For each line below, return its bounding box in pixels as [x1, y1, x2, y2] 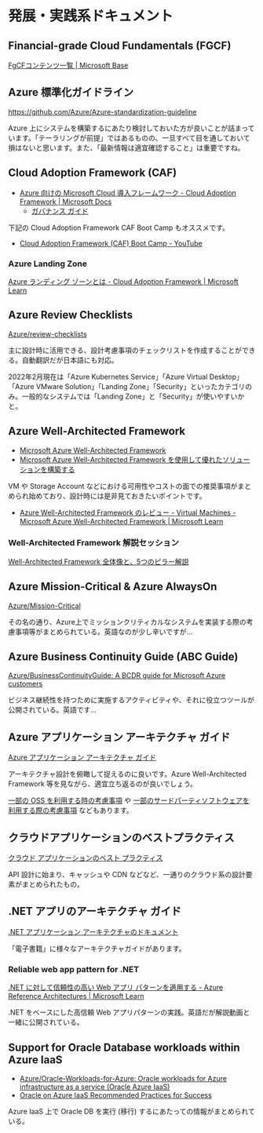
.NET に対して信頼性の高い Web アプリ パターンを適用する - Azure [8, 982, 224, 993]
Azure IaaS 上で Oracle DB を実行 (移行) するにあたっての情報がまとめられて [8, 1107, 255, 1117]
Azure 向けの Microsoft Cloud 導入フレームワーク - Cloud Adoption [19, 188, 237, 197]
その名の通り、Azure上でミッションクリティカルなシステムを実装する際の [8, 617, 247, 626]
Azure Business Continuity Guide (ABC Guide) [8, 650, 239, 664]
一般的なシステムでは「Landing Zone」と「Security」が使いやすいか [21, 392, 245, 401]
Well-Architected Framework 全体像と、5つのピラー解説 [8, 556, 189, 566]
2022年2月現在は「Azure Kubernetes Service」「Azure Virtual [8, 372, 208, 381]
